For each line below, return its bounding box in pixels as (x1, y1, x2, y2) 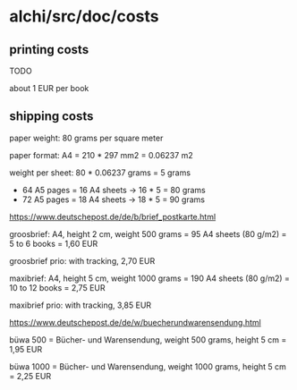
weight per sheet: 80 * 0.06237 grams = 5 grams (9, 167, 191, 178)
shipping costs (9, 109, 94, 124)
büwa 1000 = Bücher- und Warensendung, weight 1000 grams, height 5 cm (9, 360, 286, 372)
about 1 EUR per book (9, 83, 89, 93)
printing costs (9, 42, 89, 57)
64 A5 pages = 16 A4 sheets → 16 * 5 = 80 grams (21, 184, 206, 195)
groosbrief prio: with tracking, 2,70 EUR (9, 255, 156, 266)
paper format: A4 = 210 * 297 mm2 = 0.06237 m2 (9, 149, 194, 160)
